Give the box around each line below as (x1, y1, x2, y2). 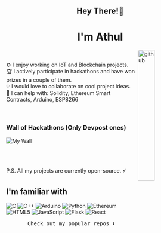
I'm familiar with (6, 186, 67, 197)
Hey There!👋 (76, 6, 124, 16)
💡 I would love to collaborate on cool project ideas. (6, 83, 131, 90)
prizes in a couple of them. (6, 76, 72, 84)
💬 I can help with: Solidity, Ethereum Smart (6, 90, 111, 97)
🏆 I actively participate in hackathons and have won (6, 68, 135, 75)
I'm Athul (77, 30, 123, 44)
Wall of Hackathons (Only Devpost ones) (6, 124, 126, 132)
